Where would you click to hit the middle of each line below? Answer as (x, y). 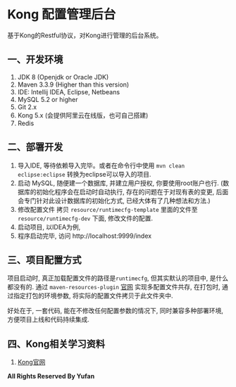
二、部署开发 (35, 147)
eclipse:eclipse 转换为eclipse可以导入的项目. (84, 174)
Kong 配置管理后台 (62, 14)
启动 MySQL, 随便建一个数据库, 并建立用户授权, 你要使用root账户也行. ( (120, 183)
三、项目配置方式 (44, 260)
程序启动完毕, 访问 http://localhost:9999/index (85, 236)
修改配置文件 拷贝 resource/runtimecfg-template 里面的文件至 (108, 209)
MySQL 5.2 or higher (48, 99)
